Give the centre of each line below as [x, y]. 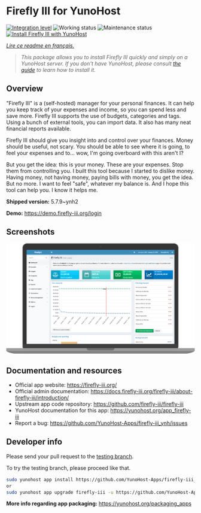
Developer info [34, 442]
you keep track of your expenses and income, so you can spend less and [96, 110]
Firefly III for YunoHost [63, 11]
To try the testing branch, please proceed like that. [68, 468]
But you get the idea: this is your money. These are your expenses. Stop [95, 164]
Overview [25, 89]
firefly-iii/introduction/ [42, 397]
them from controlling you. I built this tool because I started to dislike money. [100, 171]
